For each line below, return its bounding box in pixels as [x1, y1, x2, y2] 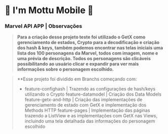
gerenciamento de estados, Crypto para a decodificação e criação [17, 39, 160, 46]
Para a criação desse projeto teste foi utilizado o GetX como [17, 34, 146, 40]
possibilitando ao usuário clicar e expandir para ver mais [17, 61, 139, 67]
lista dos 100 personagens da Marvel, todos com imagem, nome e [17, 50, 158, 56]
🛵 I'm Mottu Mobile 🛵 [5, 5, 94, 16]
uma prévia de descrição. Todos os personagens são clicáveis [17, 56, 151, 62]
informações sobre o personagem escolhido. [17, 66, 114, 72]
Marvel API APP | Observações [5, 23, 82, 30]
